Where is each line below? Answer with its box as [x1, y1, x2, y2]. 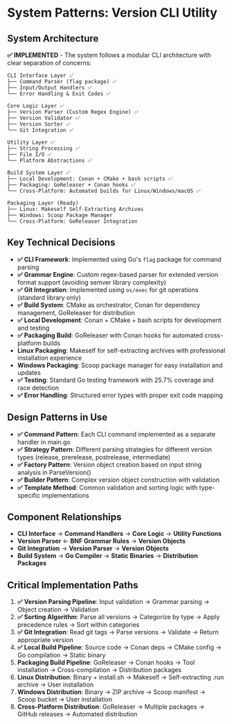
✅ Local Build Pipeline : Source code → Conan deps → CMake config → [17, 643, 222, 652]
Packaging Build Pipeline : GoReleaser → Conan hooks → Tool [17, 658, 195, 667]
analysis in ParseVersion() [17, 468, 91, 476]
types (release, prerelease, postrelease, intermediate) [17, 453, 171, 461]
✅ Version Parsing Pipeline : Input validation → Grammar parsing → [17, 598, 210, 606]
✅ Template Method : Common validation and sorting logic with [17, 483, 198, 491]
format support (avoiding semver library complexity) [17, 278, 166, 286]
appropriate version [17, 636, 74, 644]
